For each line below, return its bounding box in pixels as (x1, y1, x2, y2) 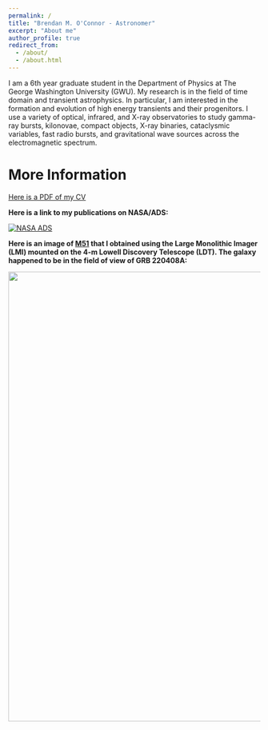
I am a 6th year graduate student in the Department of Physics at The (8, 78, 237, 88)
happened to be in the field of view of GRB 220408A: (8, 255, 188, 265)
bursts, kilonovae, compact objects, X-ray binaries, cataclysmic (20, 121, 230, 130)
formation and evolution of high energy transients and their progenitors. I (8, 103, 249, 113)
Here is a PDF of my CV (8, 192, 86, 201)
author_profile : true (8, 34, 81, 42)
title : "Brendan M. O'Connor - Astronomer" (8, 19, 156, 27)
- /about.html (15, 57, 62, 65)
